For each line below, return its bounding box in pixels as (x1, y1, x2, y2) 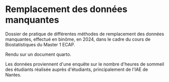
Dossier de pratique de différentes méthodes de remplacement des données (5, 31, 164, 37)
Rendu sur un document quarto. (5, 51, 72, 57)
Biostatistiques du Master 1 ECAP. (5, 41, 76, 47)
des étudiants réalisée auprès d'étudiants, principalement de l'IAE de (5, 66, 148, 72)
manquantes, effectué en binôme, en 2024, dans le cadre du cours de (5, 36, 151, 42)
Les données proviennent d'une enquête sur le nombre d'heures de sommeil (5, 61, 164, 67)
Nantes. (5, 71, 22, 77)
